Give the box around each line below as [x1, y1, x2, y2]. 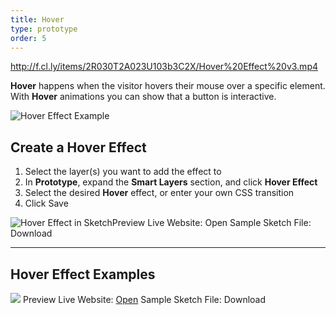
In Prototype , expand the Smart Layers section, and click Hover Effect [24, 176, 318, 188]
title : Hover [10, 14, 65, 25]
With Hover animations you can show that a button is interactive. [10, 91, 277, 103]
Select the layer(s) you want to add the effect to [24, 166, 222, 178]
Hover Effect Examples [10, 266, 156, 283]
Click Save [24, 197, 69, 210]
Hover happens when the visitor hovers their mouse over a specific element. [10, 80, 326, 92]
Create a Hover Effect [10, 139, 147, 156]
